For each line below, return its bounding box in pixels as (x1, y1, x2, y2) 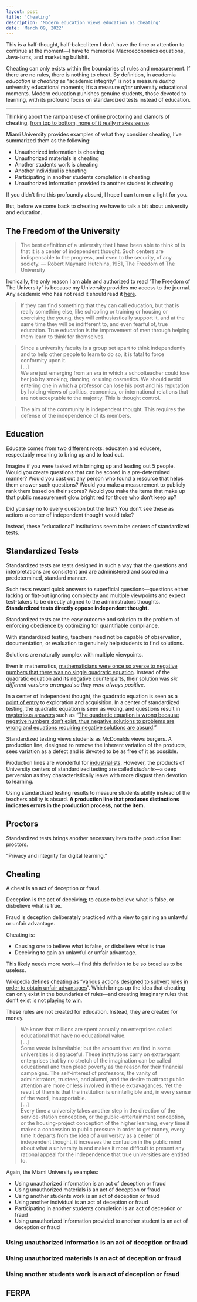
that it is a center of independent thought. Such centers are (20, 248, 164, 255)
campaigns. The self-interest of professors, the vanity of (20, 1070, 157, 1077)
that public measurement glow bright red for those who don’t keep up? (6, 494, 177, 501)
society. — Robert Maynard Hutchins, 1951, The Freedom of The (20, 260, 175, 268)
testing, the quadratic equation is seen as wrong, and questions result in (6, 705, 181, 712)
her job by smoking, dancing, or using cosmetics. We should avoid (20, 376, 181, 383)
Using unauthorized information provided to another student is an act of (14, 1217, 189, 1224)
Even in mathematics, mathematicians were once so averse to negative (6, 662, 178, 670)
